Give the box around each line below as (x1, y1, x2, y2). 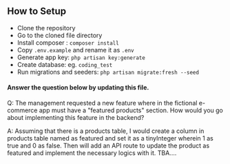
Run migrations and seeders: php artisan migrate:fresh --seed (17, 68, 200, 76)
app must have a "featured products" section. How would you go (39, 106, 224, 114)
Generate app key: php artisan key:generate (17, 53, 146, 61)
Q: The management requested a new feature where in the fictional (7, 99, 198, 107)
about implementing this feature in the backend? (7, 114, 145, 122)
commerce (7, 106, 38, 114)
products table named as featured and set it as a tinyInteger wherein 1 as (7, 134, 213, 143)
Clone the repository (17, 23, 76, 32)
